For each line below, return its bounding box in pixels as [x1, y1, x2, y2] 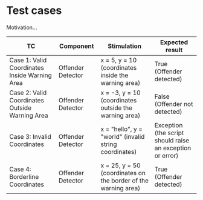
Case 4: [9, 165, 31, 173]
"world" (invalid [100, 132, 145, 141]
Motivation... [6, 24, 37, 31]
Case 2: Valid [9, 88, 47, 97]
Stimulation [108, 42, 142, 50]
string [100, 140, 117, 148]
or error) [154, 151, 179, 159]
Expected [159, 38, 188, 46]
